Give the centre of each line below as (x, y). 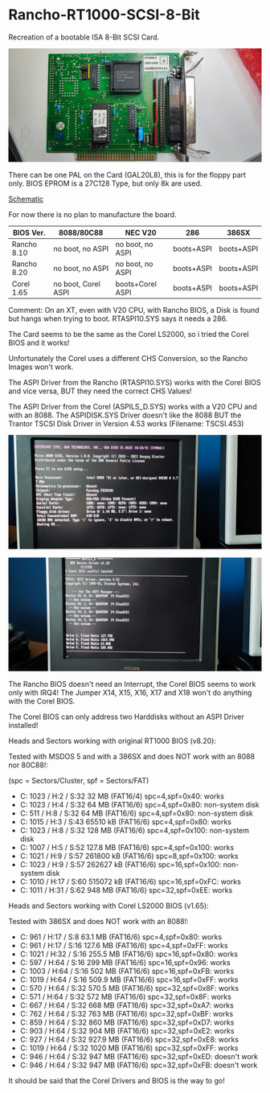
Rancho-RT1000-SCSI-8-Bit (104, 15)
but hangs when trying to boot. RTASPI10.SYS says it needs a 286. (118, 318)
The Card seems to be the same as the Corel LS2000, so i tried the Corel (129, 335)
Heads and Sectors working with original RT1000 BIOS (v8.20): (112, 741)
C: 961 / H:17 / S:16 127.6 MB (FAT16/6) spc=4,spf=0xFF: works (124, 945)
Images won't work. (41, 367)
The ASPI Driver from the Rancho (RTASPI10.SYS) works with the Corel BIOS (135, 383)
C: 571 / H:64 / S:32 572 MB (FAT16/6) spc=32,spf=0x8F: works (125, 996)
